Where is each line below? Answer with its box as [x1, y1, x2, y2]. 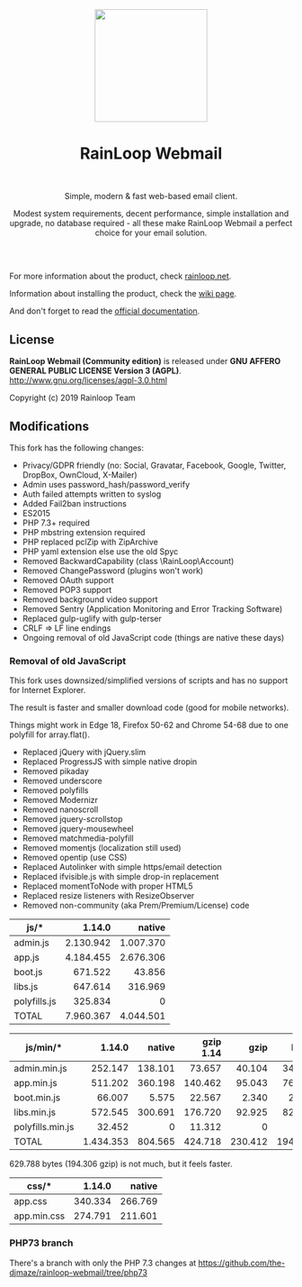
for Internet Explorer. [9, 685, 86, 696]
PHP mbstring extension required [22, 526, 146, 537]
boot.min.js [13, 1091, 61, 1104]
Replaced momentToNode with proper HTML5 [22, 881, 193, 891]
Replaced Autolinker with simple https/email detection [22, 862, 223, 872]
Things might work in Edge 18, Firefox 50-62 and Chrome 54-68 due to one [9, 720, 289, 731]
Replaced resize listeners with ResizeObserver [22, 890, 195, 901]
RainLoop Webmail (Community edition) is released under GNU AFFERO [9, 356, 281, 367]
